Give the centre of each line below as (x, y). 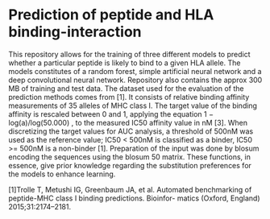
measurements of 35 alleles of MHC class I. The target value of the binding (133, 105)
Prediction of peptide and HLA (111, 15)
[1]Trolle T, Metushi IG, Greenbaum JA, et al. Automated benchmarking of (130, 189)
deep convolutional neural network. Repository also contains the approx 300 (135, 80)
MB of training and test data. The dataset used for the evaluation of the (126, 88)
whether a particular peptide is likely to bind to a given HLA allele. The (125, 63)
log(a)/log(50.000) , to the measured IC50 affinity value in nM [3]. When (128, 122)
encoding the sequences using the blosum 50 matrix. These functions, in (130, 157)
